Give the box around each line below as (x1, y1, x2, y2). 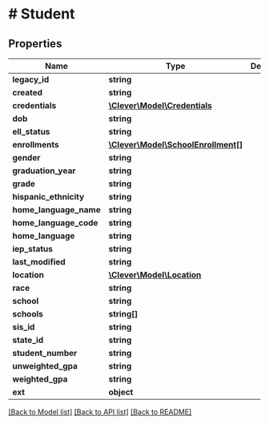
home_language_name (12, 204, 102, 215)
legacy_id (12, 74, 50, 85)
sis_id (12, 321, 35, 333)
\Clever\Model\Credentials (108, 100, 212, 111)
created (12, 87, 42, 98)
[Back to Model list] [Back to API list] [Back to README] (8, 407, 192, 417)
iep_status (12, 244, 54, 254)
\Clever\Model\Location (108, 269, 202, 281)
